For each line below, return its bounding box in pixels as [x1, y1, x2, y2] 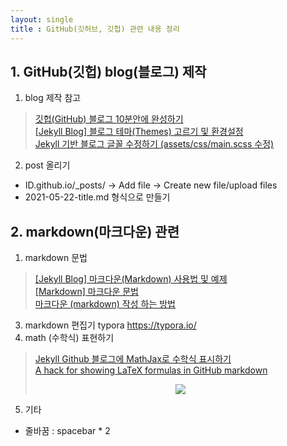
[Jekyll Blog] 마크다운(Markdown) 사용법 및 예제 [34, 273, 228, 285]
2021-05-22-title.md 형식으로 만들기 [24, 191, 171, 203]
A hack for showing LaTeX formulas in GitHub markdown [34, 364, 268, 376]
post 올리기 [24, 159, 71, 171]
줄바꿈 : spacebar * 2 [24, 425, 111, 437]
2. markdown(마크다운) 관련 [10, 223, 180, 240]
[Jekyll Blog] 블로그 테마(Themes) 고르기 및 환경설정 [34, 126, 244, 138]
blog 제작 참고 [24, 92, 82, 104]
